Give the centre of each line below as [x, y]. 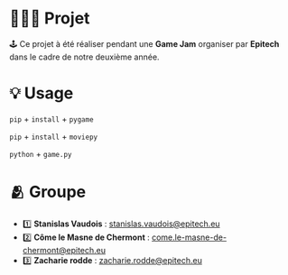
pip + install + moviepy [54, 136]
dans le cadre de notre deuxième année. [84, 57]
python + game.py [41, 153]
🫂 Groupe [48, 192]
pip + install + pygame [51, 119]
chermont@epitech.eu [64, 250]
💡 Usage [42, 93]
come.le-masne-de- [190, 237]
